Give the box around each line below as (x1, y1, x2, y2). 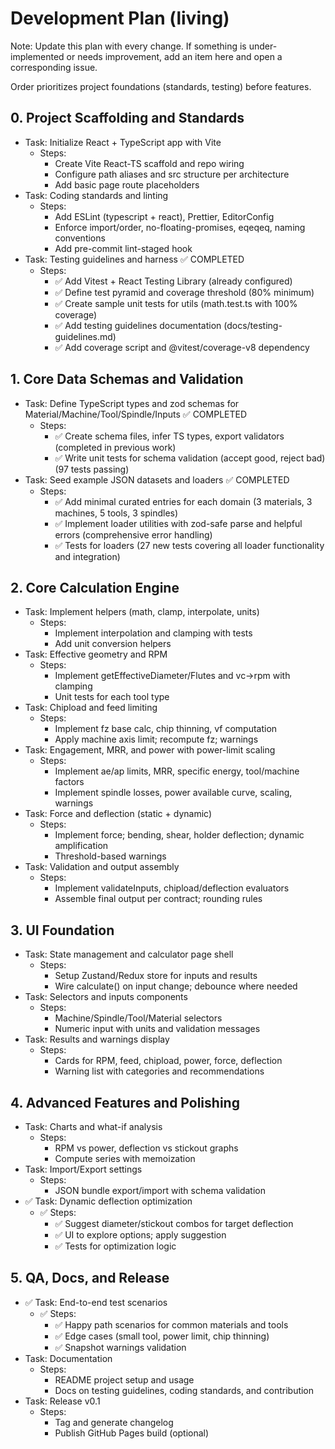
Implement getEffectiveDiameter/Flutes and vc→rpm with (54, 670, 291, 682)
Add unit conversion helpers (54, 638, 172, 650)
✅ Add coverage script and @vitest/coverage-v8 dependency (54, 341, 310, 353)
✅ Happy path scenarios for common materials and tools (54, 1318, 289, 1331)
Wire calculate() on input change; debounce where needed (54, 980, 298, 992)
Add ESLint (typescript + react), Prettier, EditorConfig (54, 210, 275, 222)
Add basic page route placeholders (54, 178, 200, 191)
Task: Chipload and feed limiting (24, 702, 158, 714)
